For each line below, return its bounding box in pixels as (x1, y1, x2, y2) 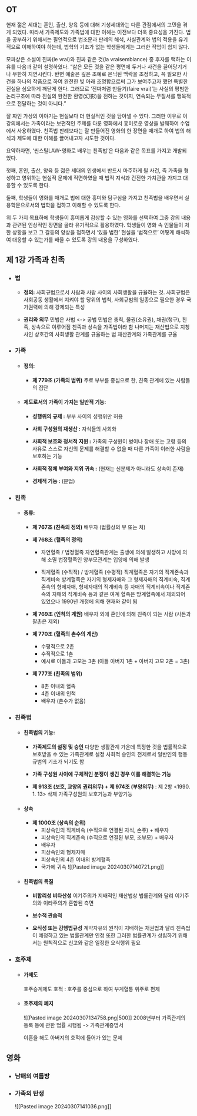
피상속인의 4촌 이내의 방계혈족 (41, 856, 111, 863)
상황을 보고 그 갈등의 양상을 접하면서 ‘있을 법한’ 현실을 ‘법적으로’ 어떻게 (12, 229, 175, 236)
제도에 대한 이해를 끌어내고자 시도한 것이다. (16, 134, 116, 141)
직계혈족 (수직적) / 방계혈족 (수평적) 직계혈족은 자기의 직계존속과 (41, 568, 189, 575)
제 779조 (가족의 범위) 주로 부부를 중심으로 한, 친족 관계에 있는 (32, 376, 175, 383)
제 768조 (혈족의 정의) (32, 536, 84, 543)
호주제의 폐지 (23, 1000, 54, 1007)
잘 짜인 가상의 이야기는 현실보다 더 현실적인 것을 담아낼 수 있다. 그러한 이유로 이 (6, 112, 188, 120)
